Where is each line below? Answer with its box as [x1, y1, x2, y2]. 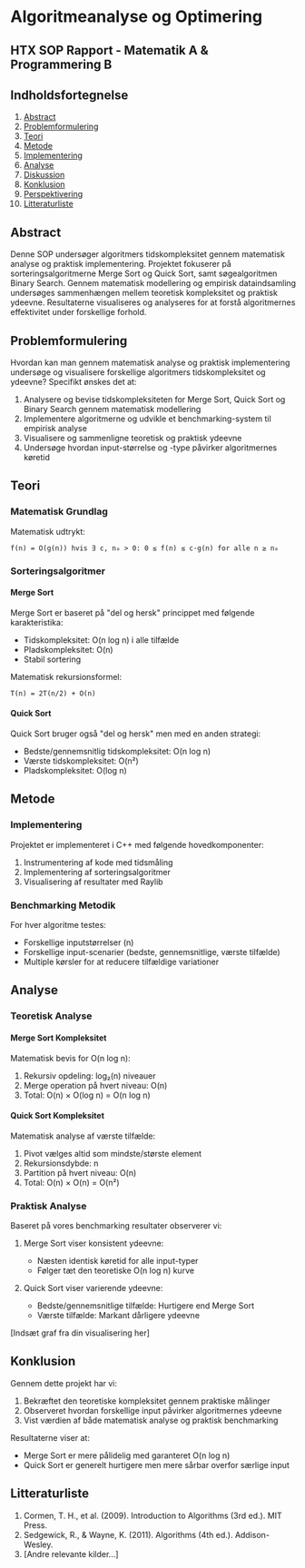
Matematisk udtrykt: [10, 526, 85, 537]
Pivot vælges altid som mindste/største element [23, 1148, 202, 1159]
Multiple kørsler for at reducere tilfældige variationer [23, 956, 220, 968]
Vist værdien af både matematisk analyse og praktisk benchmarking [23, 1415, 279, 1425]
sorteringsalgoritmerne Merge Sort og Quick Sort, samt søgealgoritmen [10, 268, 278, 279]
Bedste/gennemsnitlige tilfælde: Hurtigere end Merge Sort [36, 1300, 255, 1311]
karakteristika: [10, 616, 64, 627]
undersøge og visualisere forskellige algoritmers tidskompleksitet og [10, 367, 266, 378]
